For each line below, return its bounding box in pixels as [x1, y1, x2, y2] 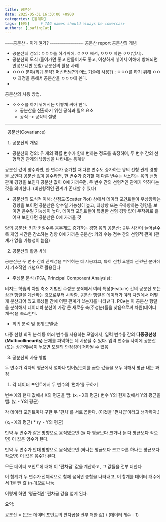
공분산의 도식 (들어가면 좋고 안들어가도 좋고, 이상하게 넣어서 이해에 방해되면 [12, 56, 158, 62]
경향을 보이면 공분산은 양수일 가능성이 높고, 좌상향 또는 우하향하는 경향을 [12, 202, 152, 208]
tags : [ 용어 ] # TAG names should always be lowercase [5, 21, 125, 26]
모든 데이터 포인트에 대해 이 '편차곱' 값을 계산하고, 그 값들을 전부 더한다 [5, 464, 142, 470]
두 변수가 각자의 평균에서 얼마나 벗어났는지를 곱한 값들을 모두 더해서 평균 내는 [5, 365, 154, 371]
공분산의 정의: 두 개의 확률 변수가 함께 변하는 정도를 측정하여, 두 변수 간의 [12, 150, 153, 156]
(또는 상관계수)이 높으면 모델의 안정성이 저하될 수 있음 [5, 344, 109, 350]
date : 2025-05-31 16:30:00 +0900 [5, 12, 74, 17]
